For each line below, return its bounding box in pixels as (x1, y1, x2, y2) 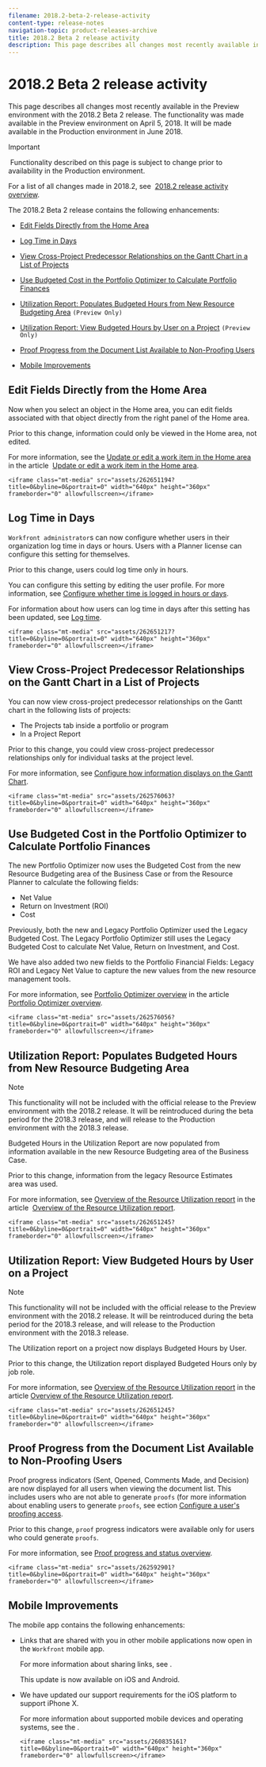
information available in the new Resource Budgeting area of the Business (8, 1147, 249, 1157)
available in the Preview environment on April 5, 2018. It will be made (8, 118, 232, 128)
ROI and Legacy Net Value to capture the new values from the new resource (8, 966, 256, 976)
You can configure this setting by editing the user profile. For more (8, 580, 226, 590)
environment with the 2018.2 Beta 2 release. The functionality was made (8, 110, 245, 120)
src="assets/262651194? (96, 475, 176, 484)
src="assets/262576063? (96, 791, 176, 800)
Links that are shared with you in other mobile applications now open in (19, 1635, 253, 1645)
